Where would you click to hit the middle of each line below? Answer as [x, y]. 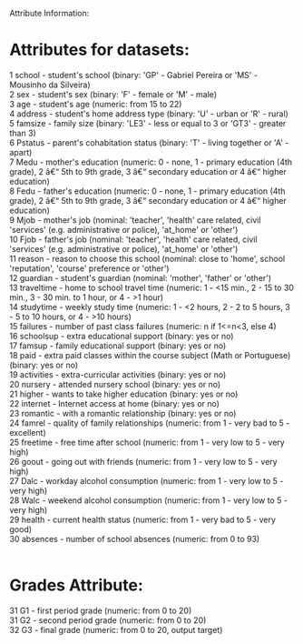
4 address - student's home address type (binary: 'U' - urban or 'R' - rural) [149, 114]
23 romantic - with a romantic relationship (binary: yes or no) [123, 413]
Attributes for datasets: [100, 50]
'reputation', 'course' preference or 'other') [89, 268]
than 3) [23, 133]
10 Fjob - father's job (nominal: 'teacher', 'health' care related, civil [133, 239]
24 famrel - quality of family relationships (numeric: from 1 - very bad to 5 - [150, 423]
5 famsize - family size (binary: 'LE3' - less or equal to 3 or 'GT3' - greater [148, 123]
